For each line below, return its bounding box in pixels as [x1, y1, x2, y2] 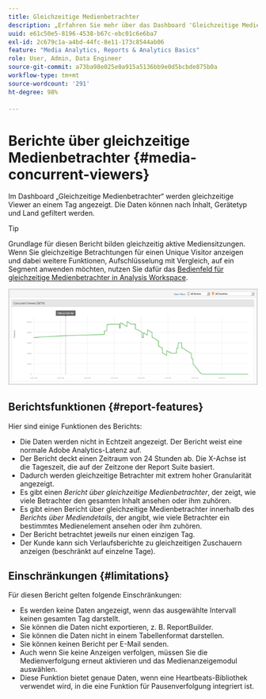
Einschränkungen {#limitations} [8, 569, 170, 582]
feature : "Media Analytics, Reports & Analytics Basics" [8, 46, 200, 55]
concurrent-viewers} [8, 165, 150, 183]
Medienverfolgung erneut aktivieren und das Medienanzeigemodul [19, 656, 237, 666]
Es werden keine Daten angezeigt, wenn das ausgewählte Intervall [19, 605, 236, 615]
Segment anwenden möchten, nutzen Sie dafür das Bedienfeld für [8, 264, 224, 274]
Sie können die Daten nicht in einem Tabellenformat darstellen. [19, 631, 225, 640]
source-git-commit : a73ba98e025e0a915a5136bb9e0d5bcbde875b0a [8, 63, 218, 71]
